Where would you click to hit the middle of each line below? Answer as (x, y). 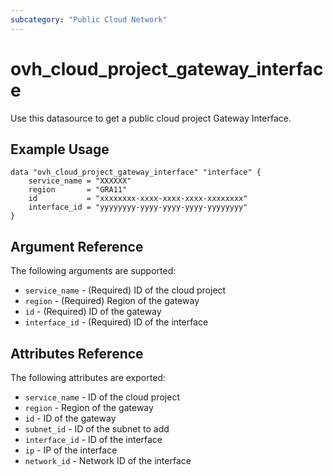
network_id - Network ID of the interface (108, 460)
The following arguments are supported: (93, 271)
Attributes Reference (77, 353)
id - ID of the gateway (70, 418)
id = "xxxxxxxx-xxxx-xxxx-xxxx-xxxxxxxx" (138, 199)
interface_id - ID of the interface (93, 439)
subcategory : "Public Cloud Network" (89, 19)
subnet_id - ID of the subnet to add (97, 429)
